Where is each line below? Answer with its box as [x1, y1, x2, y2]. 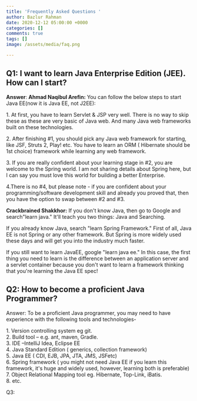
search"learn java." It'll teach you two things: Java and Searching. [6, 213, 166, 220]
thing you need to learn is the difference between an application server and [6, 255, 189, 262]
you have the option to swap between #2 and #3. [6, 195, 125, 202]
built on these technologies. [6, 123, 74, 130]
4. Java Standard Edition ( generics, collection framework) [6, 346, 148, 353]
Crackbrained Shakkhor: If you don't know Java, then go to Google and [6, 207, 181, 214]
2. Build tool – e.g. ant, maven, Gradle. [6, 333, 98, 340]
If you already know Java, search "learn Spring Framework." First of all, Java [6, 225, 192, 232]
